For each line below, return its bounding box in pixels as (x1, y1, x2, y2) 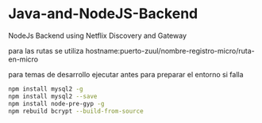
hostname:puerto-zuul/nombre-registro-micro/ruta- (85, 46, 256, 55)
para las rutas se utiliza (8, 46, 84, 55)
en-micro (8, 54, 38, 64)
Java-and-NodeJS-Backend (8, 5, 198, 23)
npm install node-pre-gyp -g (8, 99, 105, 107)
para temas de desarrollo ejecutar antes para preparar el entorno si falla (8, 69, 244, 79)
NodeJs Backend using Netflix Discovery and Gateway (8, 31, 187, 40)
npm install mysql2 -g (8, 84, 83, 93)
